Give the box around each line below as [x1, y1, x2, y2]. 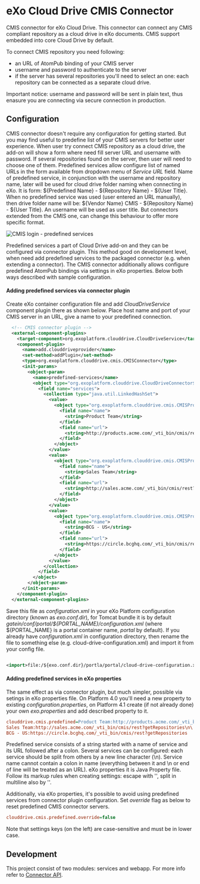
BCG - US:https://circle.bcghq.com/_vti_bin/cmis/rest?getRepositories [6, 730, 187, 736]
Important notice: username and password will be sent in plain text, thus [6, 90, 183, 97]
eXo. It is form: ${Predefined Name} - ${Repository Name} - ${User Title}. [6, 187, 187, 194]
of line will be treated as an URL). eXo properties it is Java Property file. [6, 766, 182, 774]
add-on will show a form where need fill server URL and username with [6, 149, 181, 156]
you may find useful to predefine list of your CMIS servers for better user [6, 136, 185, 143]
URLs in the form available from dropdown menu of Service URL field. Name [6, 168, 193, 175]
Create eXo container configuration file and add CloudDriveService [6, 300, 171, 307]
